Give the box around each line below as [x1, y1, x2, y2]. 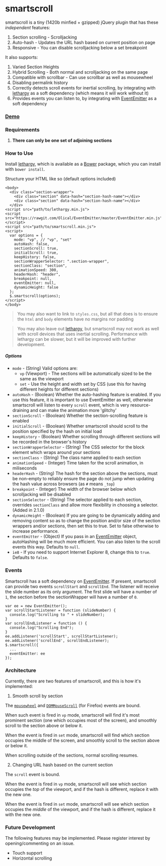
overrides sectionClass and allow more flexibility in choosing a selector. [12, 502, 159, 508]
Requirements [5, 126, 40, 133]
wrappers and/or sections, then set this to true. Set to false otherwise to [12, 523, 159, 529]
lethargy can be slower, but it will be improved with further [17, 336, 136, 342]
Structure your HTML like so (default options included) [5, 176, 116, 182]
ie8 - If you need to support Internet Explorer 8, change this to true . [12, 549, 151, 555]
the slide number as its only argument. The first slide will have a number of [5, 589, 157, 594]
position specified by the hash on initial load [12, 428, 102, 434]
